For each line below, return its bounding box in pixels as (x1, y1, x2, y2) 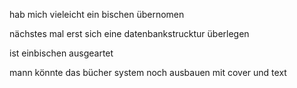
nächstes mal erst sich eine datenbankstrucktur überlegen (9, 28, 250, 39)
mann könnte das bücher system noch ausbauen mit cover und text (9, 67, 287, 78)
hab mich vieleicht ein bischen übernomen (9, 9, 185, 20)
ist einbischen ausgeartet (9, 47, 114, 59)
